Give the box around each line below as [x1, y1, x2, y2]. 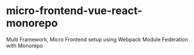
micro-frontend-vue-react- [6, 4, 143, 18]
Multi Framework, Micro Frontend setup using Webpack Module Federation [6, 36, 189, 43]
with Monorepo [6, 42, 43, 49]
